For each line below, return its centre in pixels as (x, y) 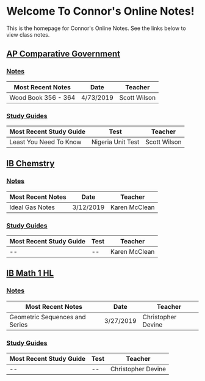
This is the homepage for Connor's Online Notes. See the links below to (96, 28)
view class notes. (28, 34)
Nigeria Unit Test (115, 142)
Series (19, 324)
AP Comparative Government (63, 54)
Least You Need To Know (45, 142)
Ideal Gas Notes (32, 207)
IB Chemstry (31, 164)
